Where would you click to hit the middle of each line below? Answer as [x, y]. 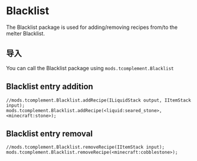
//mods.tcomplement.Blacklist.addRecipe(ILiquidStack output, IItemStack [99, 100]
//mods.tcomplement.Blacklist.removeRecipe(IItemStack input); [86, 147]
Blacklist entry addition [50, 87]
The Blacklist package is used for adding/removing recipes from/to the [92, 27]
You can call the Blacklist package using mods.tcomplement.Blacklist [90, 68]
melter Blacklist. [26, 33]
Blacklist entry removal [50, 134]
